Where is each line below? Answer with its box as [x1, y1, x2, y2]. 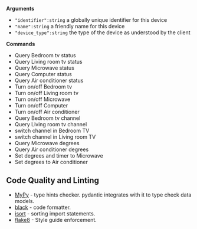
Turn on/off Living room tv [14, 90, 78, 96]
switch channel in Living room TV [14, 133, 96, 140]
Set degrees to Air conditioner [14, 159, 88, 165]
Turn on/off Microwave [14, 96, 71, 103]
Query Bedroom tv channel [14, 114, 81, 122]
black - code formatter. [14, 204, 71, 211]
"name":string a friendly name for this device [14, 23, 125, 30]
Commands [6, 41, 35, 47]
